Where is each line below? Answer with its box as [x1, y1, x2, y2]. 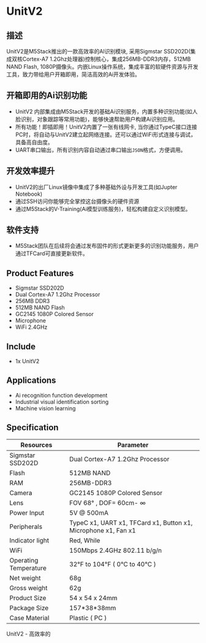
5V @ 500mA [69, 508, 109, 517]
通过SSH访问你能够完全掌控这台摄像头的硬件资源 [15, 198, 140, 205]
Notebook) [15, 190, 43, 198]
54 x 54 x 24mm [69, 593, 118, 602]
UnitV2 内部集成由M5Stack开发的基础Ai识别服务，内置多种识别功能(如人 [15, 107, 198, 115]
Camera [9, 488, 32, 497]
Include [6, 341, 36, 352]
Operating [9, 556, 39, 564]
